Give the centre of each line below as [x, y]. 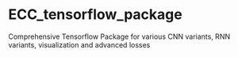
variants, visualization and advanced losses [79, 44]
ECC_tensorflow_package [95, 15]
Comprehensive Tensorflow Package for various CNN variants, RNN [119, 36]
